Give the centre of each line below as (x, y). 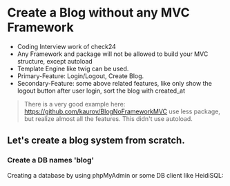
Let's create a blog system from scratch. (96, 141)
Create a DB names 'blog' (51, 160)
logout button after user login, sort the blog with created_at (101, 91)
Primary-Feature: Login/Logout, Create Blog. (80, 76)
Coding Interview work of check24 (66, 46)
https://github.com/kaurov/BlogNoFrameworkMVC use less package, (122, 111)
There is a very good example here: (75, 104)
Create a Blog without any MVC (98, 13)
